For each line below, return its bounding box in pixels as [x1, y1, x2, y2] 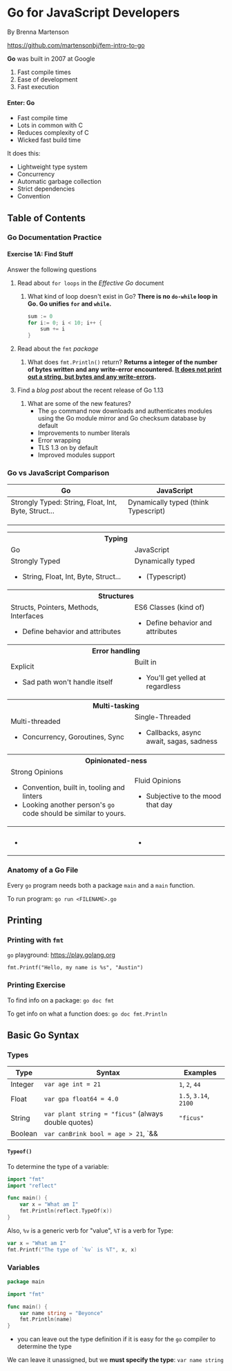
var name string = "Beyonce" [19, 1309, 104, 1316]
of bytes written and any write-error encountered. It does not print [27, 365, 222, 374]
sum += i [40, 326, 66, 333]
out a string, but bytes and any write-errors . [27, 373, 157, 381]
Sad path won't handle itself [22, 678, 113, 687]
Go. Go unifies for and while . [27, 299, 112, 308]
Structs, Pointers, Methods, [10, 603, 99, 613]
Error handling [92, 646, 140, 656]
